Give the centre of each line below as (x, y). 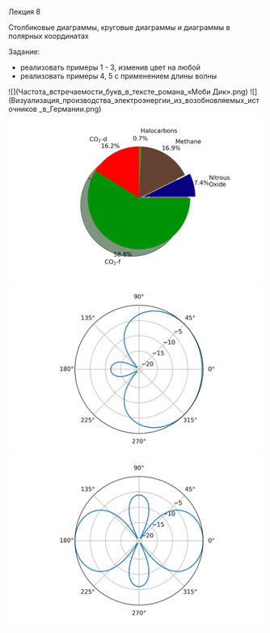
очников (23, 109)
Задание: (24, 51)
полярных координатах (49, 36)
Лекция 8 (25, 12)
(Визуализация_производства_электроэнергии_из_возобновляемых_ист (134, 100)
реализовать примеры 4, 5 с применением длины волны (118, 76)
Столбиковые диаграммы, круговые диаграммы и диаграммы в (119, 27)
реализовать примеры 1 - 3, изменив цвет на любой (110, 67)
